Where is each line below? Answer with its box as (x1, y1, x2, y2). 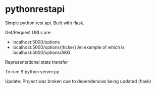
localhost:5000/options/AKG (12, 49, 71, 55)
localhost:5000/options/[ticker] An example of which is (12, 44, 125, 50)
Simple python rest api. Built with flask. (5, 20, 85, 26)
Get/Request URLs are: (5, 29, 52, 35)
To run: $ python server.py (5, 68, 59, 75)
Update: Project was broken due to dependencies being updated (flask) (5, 78, 152, 84)
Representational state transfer (5, 59, 68, 65)
